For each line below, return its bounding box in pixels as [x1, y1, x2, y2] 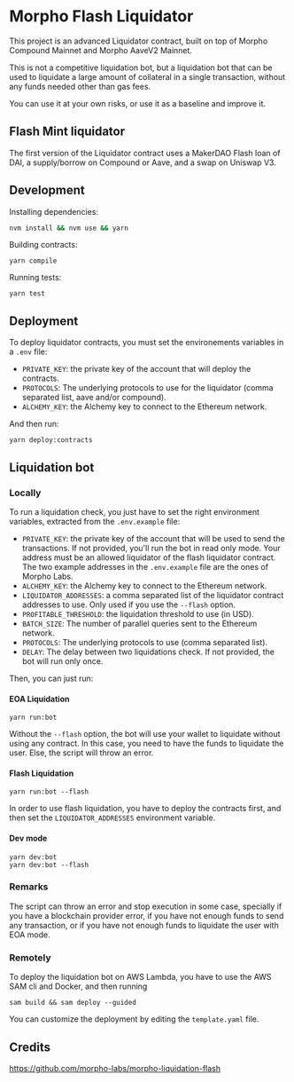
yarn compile [9, 257, 58, 265]
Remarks [9, 881, 49, 893]
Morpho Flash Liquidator [9, 6, 194, 27]
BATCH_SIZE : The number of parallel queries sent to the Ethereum [21, 618, 258, 628]
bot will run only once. [21, 655, 104, 667]
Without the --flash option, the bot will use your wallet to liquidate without [9, 729, 281, 739]
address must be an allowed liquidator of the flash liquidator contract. [21, 552, 276, 563]
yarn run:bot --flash [9, 787, 89, 796]
